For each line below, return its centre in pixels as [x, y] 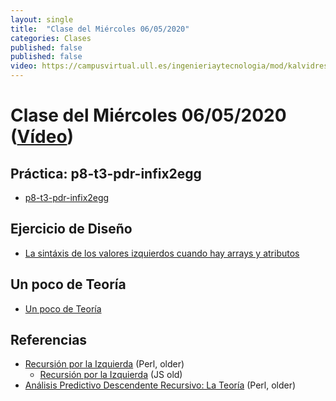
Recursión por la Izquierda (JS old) [111, 375]
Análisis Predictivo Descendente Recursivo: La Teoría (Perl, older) [160, 385]
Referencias [49, 340]
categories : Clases [51, 38]
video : [24, 66]
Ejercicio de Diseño [71, 229]
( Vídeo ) [42, 137]
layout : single [42, 19]
